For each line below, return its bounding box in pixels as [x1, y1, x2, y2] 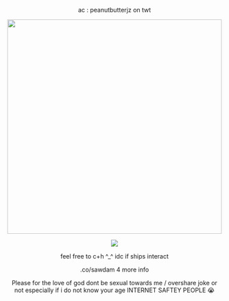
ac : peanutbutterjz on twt [77, 6, 152, 14]
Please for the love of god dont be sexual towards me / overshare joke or [12, 279, 217, 287]
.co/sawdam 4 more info [80, 265, 149, 274]
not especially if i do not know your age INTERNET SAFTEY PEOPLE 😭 [14, 286, 215, 294]
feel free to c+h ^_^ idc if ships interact [60, 252, 169, 260]
